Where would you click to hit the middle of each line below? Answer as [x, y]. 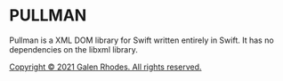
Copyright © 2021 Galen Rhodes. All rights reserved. [105, 67]
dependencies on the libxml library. [73, 49]
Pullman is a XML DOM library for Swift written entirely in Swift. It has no [141, 40]
